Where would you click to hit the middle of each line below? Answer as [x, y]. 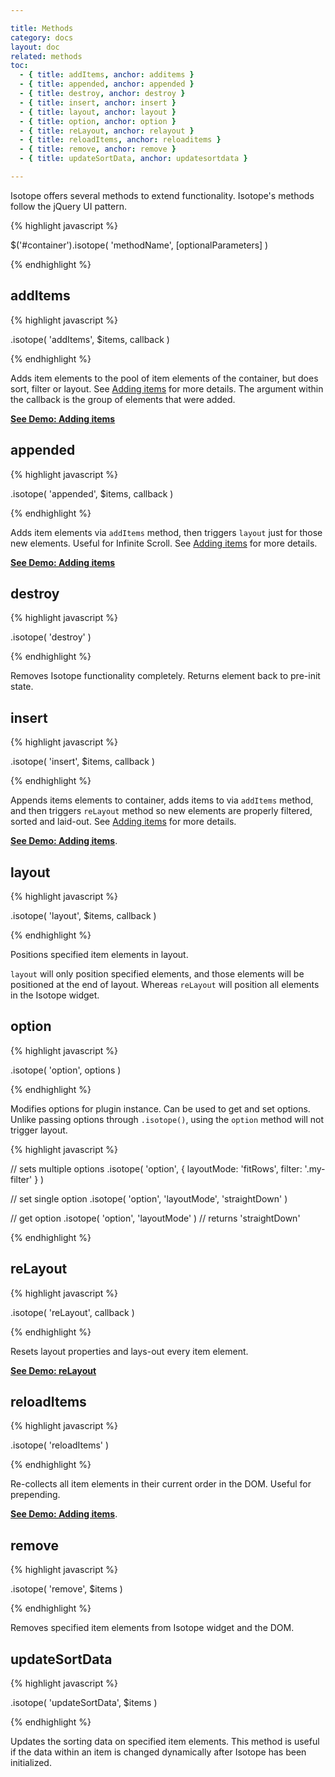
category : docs [42, 37]
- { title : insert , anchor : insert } [98, 102]
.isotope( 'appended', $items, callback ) [92, 493]
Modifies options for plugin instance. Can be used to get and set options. [160, 1108]
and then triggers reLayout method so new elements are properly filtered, [161, 811]
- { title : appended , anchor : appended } [107, 84]
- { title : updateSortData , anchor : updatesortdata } [133, 159]
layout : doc [35, 47]
